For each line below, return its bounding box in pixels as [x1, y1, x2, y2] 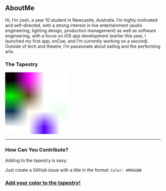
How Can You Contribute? [5, 147, 69, 153]
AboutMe [5, 4, 35, 12]
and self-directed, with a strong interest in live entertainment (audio [5, 22, 142, 28]
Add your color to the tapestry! [5, 180, 81, 187]
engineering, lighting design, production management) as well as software [5, 27, 157, 34]
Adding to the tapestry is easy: [5, 157, 68, 163]
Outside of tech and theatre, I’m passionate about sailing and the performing [5, 43, 161, 49]
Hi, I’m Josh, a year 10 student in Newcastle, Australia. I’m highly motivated [5, 17, 158, 23]
